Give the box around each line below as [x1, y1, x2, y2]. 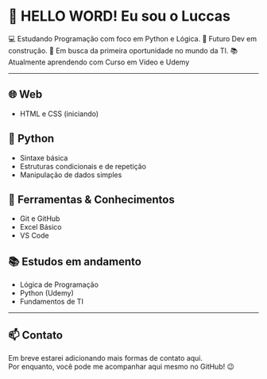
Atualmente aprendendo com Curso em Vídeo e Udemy [8, 57, 190, 67]
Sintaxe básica [19, 153, 68, 162]
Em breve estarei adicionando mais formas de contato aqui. [8, 354, 203, 362]
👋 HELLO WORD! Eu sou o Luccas [8, 7, 230, 25]
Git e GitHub [19, 214, 60, 223]
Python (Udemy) [19, 288, 74, 298]
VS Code [19, 230, 49, 241]
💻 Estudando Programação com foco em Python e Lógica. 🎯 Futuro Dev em [8, 33, 257, 43]
